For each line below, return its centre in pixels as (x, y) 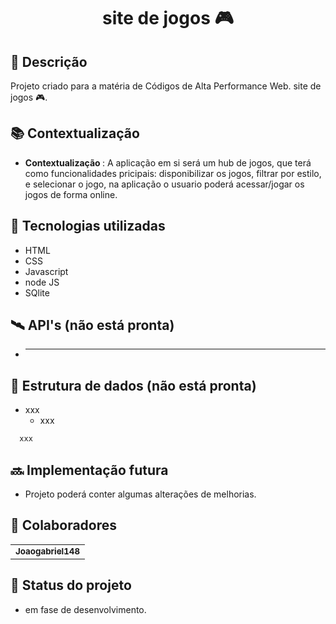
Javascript (46, 271)
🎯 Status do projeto (71, 585)
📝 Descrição (49, 61)
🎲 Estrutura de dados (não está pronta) (133, 385)
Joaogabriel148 (48, 551)
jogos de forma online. (71, 194)
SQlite (37, 292)
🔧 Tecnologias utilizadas (88, 226)
